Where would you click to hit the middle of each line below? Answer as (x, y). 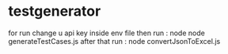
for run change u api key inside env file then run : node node (107, 33)
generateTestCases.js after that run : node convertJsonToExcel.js (114, 41)
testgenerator (55, 11)
